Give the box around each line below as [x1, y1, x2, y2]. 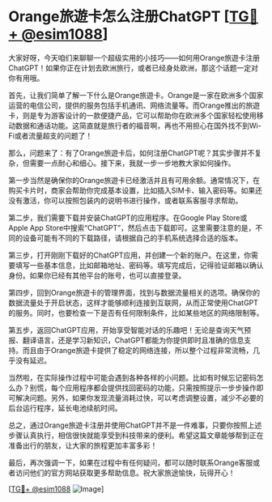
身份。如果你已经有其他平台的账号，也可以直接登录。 [8, 270, 186, 280]
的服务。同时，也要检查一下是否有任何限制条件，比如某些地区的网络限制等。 [8, 308, 264, 317]
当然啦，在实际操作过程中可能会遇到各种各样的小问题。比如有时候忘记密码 [8, 372, 257, 382]
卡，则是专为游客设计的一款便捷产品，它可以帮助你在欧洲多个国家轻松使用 [8, 110, 257, 120]
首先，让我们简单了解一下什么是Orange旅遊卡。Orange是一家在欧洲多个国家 [8, 90, 264, 100]
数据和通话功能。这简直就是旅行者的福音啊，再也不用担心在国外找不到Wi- [15, 121, 261, 130]
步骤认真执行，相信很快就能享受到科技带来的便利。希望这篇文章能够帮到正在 [8, 430, 264, 440]
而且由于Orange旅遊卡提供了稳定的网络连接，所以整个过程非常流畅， [22, 345, 253, 355]
